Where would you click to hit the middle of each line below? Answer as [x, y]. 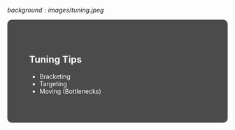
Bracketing [55, 76]
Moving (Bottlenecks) [70, 91]
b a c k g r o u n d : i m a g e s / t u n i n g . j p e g [56, 10]
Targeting [54, 83]
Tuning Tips [56, 59]
